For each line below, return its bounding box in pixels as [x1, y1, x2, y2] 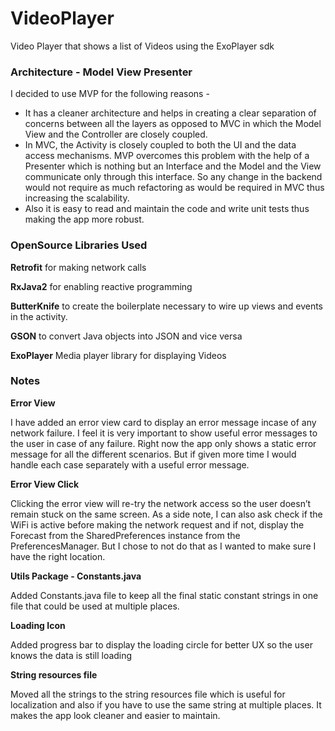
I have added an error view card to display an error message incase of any [10, 416, 317, 428]
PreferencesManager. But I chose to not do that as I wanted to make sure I [10, 540, 317, 552]
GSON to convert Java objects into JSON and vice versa [10, 330, 243, 342]
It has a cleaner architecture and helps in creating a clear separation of [24, 107, 317, 119]
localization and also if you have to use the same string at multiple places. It [10, 698, 322, 711]
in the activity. [10, 310, 68, 322]
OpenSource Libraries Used [10, 238, 148, 252]
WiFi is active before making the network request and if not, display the [10, 518, 305, 531]
